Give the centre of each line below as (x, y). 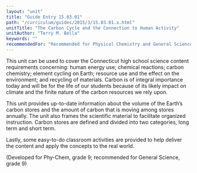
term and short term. (31, 128)
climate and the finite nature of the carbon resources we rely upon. (87, 92)
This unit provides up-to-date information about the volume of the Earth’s (94, 103)
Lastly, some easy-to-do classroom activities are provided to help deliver (94, 140)
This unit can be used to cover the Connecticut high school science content (98, 61)
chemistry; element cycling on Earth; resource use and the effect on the (93, 73)
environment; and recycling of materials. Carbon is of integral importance (95, 79)
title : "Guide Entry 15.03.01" (44, 17)
